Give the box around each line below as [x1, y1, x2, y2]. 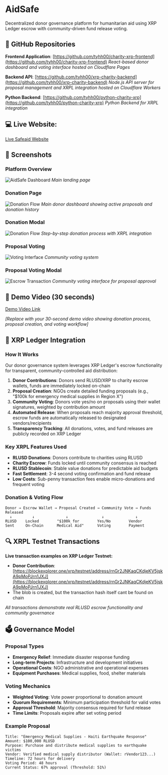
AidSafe [5, 4, 40, 15]
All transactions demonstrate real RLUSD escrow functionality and [5, 605, 143, 611]
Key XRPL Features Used [5, 443, 67, 450]
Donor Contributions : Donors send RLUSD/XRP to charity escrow [12, 377, 148, 383]
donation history [5, 206, 39, 212]
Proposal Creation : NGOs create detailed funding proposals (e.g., [12, 388, 149, 394]
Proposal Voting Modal [5, 267, 62, 274]
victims [5, 747, 22, 752]
